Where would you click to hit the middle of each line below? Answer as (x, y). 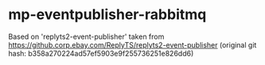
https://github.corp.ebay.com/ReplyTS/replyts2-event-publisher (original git (132, 44)
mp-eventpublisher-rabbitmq (107, 15)
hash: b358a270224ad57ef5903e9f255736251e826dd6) (101, 53)
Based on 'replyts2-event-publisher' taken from (86, 36)
